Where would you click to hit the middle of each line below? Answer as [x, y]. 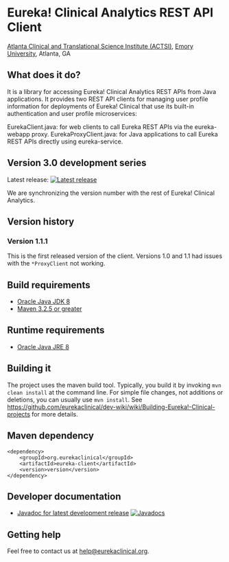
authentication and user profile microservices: [72, 113]
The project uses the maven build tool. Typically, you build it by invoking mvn [114, 385]
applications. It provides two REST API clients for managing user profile [108, 99]
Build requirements [49, 285]
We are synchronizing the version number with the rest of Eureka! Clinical [111, 193]
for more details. [55, 414]
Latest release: [28, 179]
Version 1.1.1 [27, 241]
